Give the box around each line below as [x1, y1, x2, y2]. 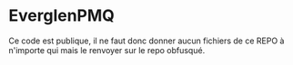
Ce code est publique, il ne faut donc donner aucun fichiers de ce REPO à [8, 35, 285, 46]
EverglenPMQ [8, 5, 116, 26]
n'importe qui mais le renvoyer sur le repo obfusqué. [8, 44, 206, 55]
